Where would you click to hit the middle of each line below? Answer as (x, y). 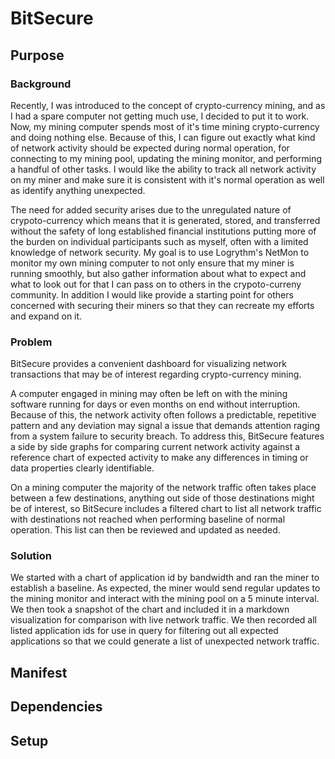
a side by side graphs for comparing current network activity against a (155, 447)
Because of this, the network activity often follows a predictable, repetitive (163, 415)
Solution (31, 556)
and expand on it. (46, 316)
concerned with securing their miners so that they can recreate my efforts (162, 305)
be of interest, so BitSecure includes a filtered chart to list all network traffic (166, 509)
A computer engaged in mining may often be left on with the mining (149, 394)
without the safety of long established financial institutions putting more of (163, 231)
